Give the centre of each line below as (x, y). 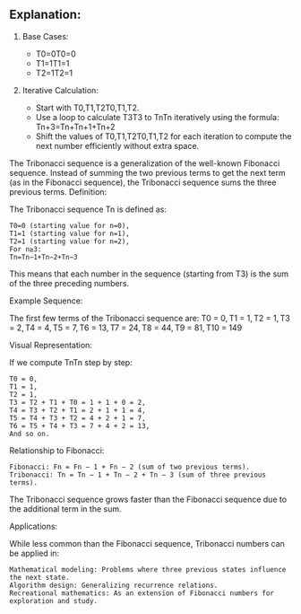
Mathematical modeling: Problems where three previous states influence (148, 569)
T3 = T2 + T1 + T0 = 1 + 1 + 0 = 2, (77, 402)
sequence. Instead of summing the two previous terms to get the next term (148, 172)
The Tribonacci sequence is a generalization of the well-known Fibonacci (145, 163)
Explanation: (45, 15)
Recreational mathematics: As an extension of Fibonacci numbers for (142, 593)
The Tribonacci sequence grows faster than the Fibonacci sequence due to (148, 499)
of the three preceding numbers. (69, 283)
